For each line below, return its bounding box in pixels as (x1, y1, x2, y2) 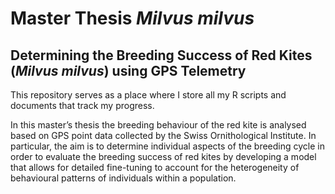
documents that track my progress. (10, 100, 155, 111)
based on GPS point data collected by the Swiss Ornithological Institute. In (10, 130, 317, 141)
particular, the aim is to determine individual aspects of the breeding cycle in (10, 140, 325, 152)
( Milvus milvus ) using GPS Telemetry (10, 62, 247, 79)
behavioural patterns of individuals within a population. (10, 172, 237, 184)
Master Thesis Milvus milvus (10, 7, 255, 30)
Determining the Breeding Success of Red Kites (10, 47, 313, 64)
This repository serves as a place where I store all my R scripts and (10, 89, 287, 101)
